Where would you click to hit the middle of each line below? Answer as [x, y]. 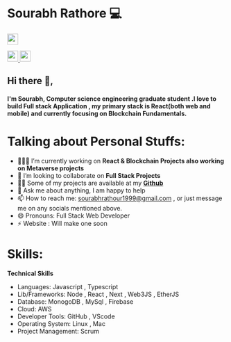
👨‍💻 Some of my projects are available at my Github [90, 183]
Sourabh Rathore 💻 [65, 14]
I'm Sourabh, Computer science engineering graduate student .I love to [112, 99]
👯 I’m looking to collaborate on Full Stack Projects [89, 175]
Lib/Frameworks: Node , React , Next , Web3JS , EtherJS [98, 294]
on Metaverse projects [51, 168]
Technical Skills [31, 273]
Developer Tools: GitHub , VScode [66, 316]
